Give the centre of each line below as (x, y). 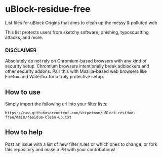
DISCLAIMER (21, 50)
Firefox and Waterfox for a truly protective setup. (55, 77)
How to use (23, 92)
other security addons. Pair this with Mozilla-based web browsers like (76, 71)
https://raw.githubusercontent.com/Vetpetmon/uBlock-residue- (70, 113)
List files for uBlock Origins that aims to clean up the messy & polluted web (81, 23)
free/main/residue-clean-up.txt (38, 117)
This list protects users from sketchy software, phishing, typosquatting (77, 32)
